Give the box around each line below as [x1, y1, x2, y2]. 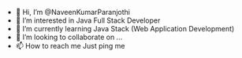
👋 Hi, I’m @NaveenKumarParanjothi [15, 8, 130, 16]
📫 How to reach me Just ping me [15, 42, 125, 50]
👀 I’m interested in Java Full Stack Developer [15, 16, 161, 25]
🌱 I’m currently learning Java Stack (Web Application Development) [15, 24, 235, 33]
